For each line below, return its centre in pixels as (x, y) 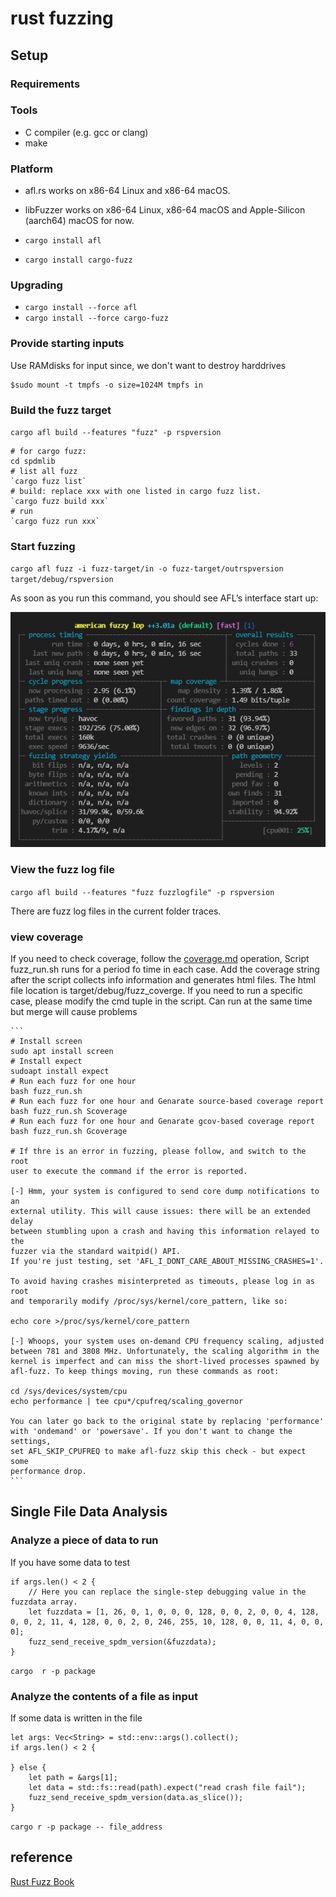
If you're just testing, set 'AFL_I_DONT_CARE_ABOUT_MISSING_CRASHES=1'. (167, 1261)
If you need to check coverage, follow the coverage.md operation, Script (160, 958)
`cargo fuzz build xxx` (60, 501)
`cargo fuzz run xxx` (55, 521)
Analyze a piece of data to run (84, 1540)
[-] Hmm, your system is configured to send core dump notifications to (165, 1191)
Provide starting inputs (67, 344)
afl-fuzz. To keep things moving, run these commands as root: (145, 1371)
